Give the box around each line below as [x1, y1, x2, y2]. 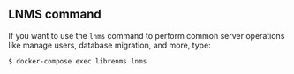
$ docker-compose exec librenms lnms [8, 56, 147, 65]
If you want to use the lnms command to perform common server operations [8, 30, 285, 41]
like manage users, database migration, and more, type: [8, 40, 211, 50]
